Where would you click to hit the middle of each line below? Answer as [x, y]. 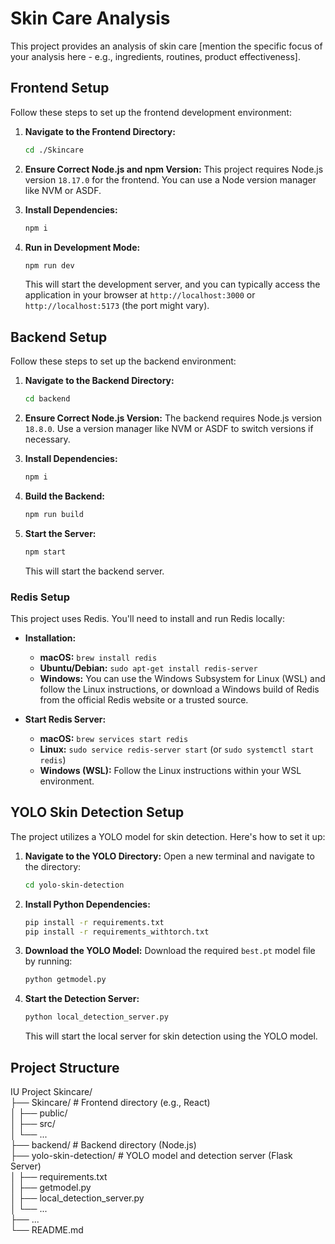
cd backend [47, 399]
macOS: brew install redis [98, 657]
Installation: [50, 638]
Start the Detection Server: [82, 999]
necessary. [47, 439]
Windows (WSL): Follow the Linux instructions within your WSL [170, 770]
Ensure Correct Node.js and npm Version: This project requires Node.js [174, 169]
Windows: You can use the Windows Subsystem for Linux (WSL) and [182, 678]
